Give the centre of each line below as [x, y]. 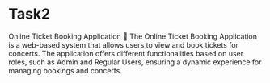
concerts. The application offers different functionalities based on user [126, 53]
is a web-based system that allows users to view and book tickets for [123, 44]
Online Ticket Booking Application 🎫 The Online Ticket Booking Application [133, 36]
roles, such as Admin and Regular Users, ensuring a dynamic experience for [135, 62]
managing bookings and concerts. [65, 70]
